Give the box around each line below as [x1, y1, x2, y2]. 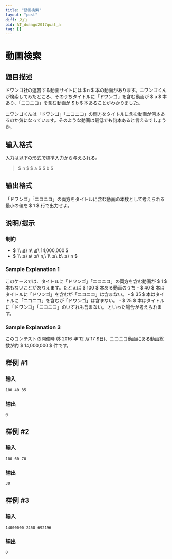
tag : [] [5, 27, 22, 32]
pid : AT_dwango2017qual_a [5, 22, 61, 27]
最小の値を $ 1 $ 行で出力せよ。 [5, 202, 72, 208]
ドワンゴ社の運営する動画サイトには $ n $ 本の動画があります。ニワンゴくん [5, 87, 167, 93]
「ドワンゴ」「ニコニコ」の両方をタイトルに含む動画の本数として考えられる [5, 196, 165, 202]
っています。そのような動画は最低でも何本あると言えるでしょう [32, 117, 167, 123]
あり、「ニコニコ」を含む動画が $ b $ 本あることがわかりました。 [5, 100, 143, 106]
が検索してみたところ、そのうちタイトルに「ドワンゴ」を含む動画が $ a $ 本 [5, 94, 167, 100]
